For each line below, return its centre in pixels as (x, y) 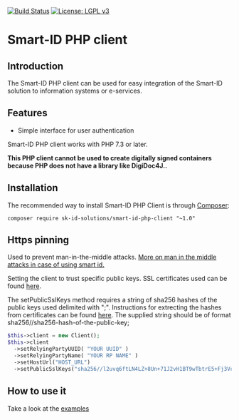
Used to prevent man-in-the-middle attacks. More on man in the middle (112, 257)
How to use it (37, 391)
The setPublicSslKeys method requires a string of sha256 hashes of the (112, 300)
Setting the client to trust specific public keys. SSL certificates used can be (117, 279)
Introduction (36, 66)
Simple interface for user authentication (76, 130)
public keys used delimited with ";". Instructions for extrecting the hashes (115, 307)
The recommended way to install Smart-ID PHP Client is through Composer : (118, 205)
